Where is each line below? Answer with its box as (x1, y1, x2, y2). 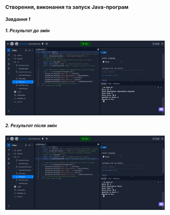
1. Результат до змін (5, 28, 50, 34)
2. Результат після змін (5, 122, 57, 128)
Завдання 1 (5, 16, 30, 22)
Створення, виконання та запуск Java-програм (5, 4, 129, 11)
